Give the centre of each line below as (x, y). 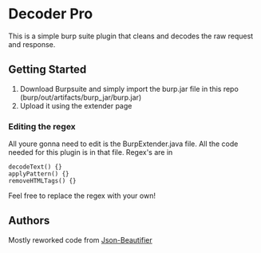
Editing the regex (42, 126)
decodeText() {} (35, 167)
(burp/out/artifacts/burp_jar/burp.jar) (81, 97)
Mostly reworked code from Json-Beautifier (81, 239)
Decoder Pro (51, 14)
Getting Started (47, 70)
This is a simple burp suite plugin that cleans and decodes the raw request (131, 36)
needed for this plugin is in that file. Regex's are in (91, 152)
